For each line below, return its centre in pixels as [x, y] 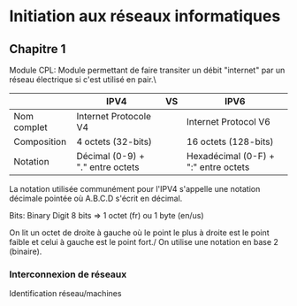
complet [30, 127]
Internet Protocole [114, 116]
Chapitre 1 [38, 49]
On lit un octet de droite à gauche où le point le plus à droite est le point [139, 233]
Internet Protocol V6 [229, 122]
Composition [40, 142]
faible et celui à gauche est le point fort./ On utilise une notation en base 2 [144, 242]
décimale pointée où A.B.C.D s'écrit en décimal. [96, 198]
